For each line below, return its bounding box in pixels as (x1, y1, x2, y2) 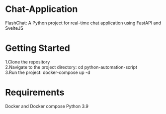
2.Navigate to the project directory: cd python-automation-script (5, 64, 138, 70)
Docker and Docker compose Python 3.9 (5, 103, 88, 109)
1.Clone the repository (5, 58, 50, 65)
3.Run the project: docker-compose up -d (5, 69, 90, 75)
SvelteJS (5, 25, 23, 31)
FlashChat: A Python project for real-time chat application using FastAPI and (5, 20, 162, 26)
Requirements (5, 87, 65, 98)
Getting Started (5, 43, 71, 54)
